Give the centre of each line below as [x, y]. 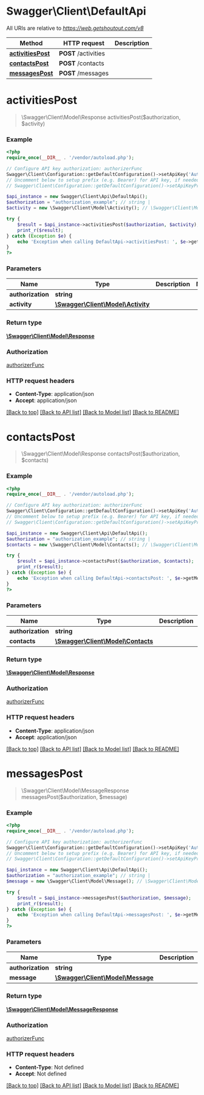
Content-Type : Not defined [49, 1068]
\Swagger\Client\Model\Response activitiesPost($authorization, [101, 117]
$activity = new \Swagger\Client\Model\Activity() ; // [77, 208]
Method [31, 43]
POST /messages [84, 73]
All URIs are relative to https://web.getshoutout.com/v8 [75, 28]
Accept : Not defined [41, 1074]
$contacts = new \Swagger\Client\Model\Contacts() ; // [77, 544]
